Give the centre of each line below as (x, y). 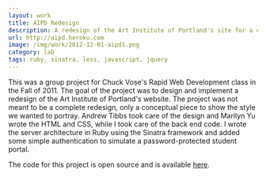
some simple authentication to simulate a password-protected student (123, 141)
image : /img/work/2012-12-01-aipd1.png (74, 45)
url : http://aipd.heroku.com (56, 38)
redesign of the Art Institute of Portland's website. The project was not (123, 99)
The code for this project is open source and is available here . (109, 164)
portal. (19, 149)
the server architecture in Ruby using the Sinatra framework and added (124, 132)
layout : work (30, 15)
